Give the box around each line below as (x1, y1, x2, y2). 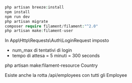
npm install (5, 9, 30, 15)
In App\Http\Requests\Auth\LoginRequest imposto (5, 37, 110, 44)
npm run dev (5, 14, 30, 19)
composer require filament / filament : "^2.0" (5, 23, 98, 29)
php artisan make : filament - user (5, 28, 73, 33)
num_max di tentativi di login (12, 47, 72, 53)
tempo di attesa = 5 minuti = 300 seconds (12, 53, 100, 59)
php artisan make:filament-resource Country (5, 62, 98, 68)
